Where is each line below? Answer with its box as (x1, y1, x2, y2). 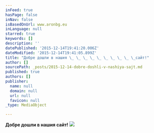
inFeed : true (5, 7, 33, 13)
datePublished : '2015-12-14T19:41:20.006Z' (5, 46, 99, 51)
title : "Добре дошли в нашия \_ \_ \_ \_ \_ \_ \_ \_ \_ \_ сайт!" (5, 55, 149, 60)
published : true (5, 70, 40, 75)
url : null (10, 93, 31, 98)
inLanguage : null (5, 27, 42, 32)
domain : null (10, 88, 38, 94)
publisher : (5, 79, 29, 84)
